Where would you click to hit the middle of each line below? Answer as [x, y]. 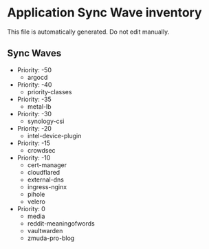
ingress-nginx [47, 186]
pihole [36, 194]
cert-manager [47, 165]
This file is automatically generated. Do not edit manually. [88, 32]
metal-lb [39, 106]
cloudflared [44, 172]
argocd [37, 77]
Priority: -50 [34, 69]
